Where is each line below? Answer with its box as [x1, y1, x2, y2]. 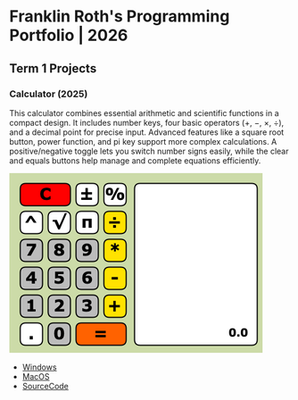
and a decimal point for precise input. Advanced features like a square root [9, 127, 285, 137]
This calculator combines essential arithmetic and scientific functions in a [9, 107, 279, 118]
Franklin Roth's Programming [9, 6, 230, 27]
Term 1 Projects [9, 61, 97, 76]
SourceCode [21, 380, 70, 391]
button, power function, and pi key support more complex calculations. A [9, 136, 277, 146]
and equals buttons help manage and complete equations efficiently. [9, 154, 261, 166]
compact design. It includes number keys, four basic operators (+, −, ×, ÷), [9, 117, 285, 128]
